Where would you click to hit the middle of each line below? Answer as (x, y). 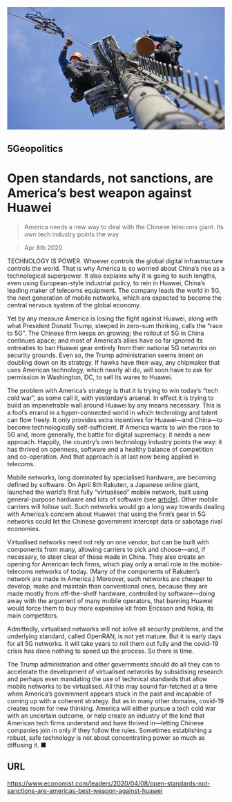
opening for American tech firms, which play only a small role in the (103, 564)
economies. (24, 528)
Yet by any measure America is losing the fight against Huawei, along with (113, 318)
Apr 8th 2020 (43, 247)
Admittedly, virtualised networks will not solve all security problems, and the (115, 629)
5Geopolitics (35, 149)
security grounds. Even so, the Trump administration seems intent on (105, 355)
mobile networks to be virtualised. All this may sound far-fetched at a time (112, 686)
